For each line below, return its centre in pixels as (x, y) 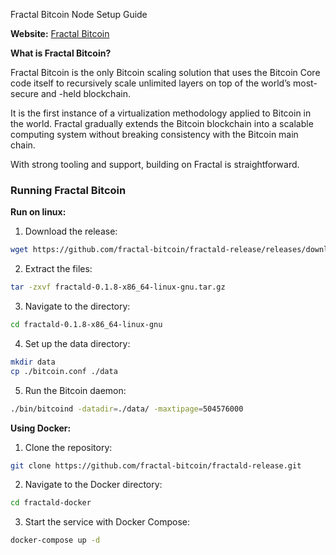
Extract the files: (58, 269)
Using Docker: (41, 428)
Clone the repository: (68, 447)
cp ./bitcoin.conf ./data (64, 371)
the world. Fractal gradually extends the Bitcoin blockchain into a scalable (162, 123)
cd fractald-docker (51, 503)
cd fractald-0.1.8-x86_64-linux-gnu (86, 325)
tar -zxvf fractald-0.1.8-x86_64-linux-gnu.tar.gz (118, 287)
